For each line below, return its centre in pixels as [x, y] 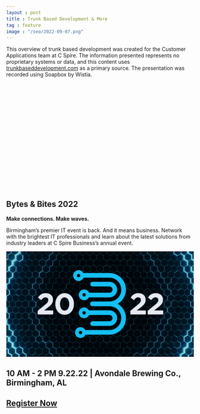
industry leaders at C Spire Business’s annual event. [70, 243]
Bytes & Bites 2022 [42, 204]
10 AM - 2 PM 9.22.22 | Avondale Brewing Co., [94, 374]
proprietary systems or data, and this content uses [68, 62]
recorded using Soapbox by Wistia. [49, 75]
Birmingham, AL [37, 383]
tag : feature [24, 25]
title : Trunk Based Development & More [57, 19]
